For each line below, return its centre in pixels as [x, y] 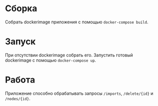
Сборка [21, 9]
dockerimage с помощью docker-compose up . [51, 60]
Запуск [20, 42]
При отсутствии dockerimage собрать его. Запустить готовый [69, 55]
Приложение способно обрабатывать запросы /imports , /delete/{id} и [79, 93]
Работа [20, 80]
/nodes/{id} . [18, 98]
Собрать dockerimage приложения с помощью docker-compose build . [77, 22]
